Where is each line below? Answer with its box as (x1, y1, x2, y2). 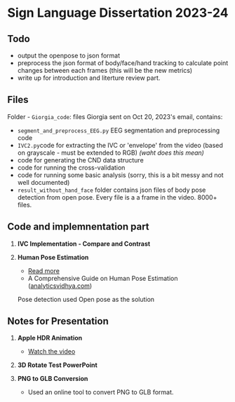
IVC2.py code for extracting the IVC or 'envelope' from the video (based (17, 141, 223, 149)
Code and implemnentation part (7, 221, 149, 233)
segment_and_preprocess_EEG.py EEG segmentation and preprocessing (17, 126, 220, 134)
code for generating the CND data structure (17, 155, 144, 164)
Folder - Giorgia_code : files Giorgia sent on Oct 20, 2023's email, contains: (7, 112, 223, 120)
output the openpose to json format (17, 51, 121, 60)
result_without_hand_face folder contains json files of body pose (17, 186, 206, 194)
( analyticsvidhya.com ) (27, 282, 93, 290)
